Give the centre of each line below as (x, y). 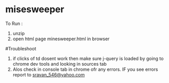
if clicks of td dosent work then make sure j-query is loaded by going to (88, 58)
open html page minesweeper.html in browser (61, 39)
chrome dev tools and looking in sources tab (60, 64)
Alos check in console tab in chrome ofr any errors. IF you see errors (85, 69)
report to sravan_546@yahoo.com (49, 74)
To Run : (14, 23)
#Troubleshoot (21, 48)
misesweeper (35, 9)
